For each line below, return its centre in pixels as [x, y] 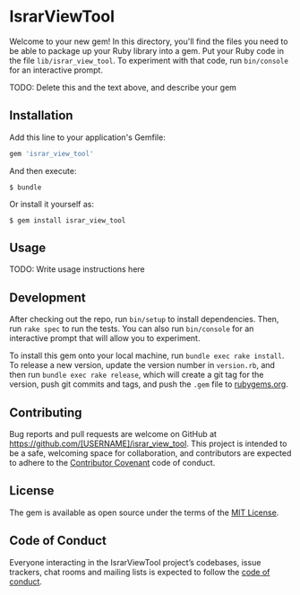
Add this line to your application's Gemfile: [87, 137]
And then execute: [43, 171]
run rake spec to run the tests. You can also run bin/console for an [132, 328]
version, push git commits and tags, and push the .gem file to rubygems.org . [149, 384]
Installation [41, 115]
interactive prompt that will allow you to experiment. [105, 338]
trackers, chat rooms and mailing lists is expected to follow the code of [140, 572]
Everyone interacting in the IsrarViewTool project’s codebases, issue [135, 562]
